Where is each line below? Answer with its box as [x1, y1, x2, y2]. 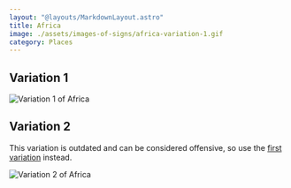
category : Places [9, 37, 73, 47]
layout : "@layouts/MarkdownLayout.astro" [9, 12, 165, 22]
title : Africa [9, 21, 62, 30]
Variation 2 [9, 119, 71, 134]
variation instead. [9, 152, 73, 162]
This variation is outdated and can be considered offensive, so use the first [9, 142, 282, 153]
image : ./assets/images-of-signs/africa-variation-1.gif [9, 29, 224, 38]
